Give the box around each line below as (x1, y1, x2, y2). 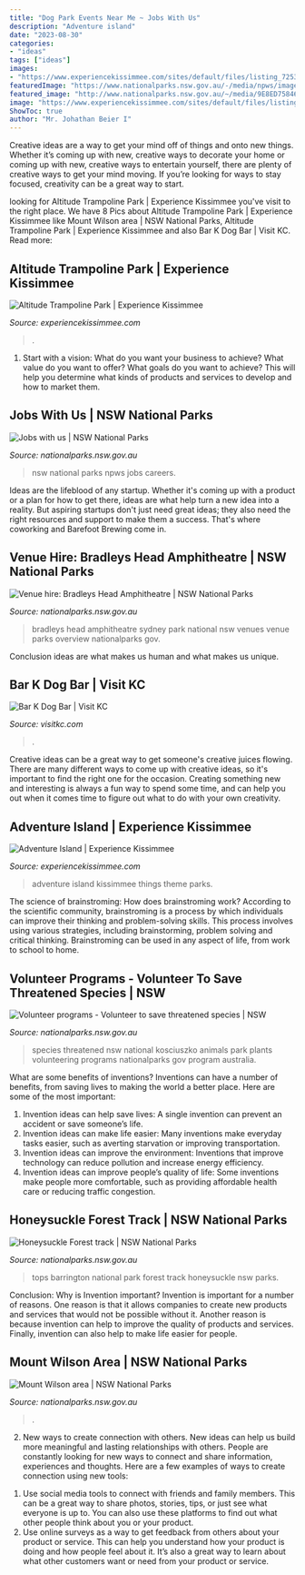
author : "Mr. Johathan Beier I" (9, 115, 132, 124)
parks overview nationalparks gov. (31, 633, 161, 644)
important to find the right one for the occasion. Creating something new (9, 773, 281, 784)
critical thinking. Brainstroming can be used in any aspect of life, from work (9, 934, 290, 946)
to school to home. (9, 944, 80, 955)
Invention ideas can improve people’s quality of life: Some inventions (22, 1166, 280, 1177)
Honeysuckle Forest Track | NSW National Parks (9, 1212, 288, 1228)
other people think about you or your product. (22, 1517, 194, 1528)
